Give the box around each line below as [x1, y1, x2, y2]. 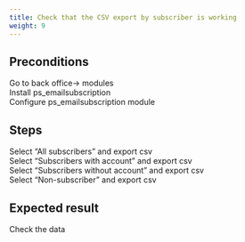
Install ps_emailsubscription [9, 87, 111, 98]
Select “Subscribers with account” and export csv [9, 156, 193, 166]
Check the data [9, 223, 66, 234]
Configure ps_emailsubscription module [9, 97, 156, 108]
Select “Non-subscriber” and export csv [9, 174, 158, 185]
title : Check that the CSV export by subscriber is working [9, 12, 238, 22]
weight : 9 [9, 21, 46, 30]
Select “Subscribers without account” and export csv [9, 165, 205, 176]
